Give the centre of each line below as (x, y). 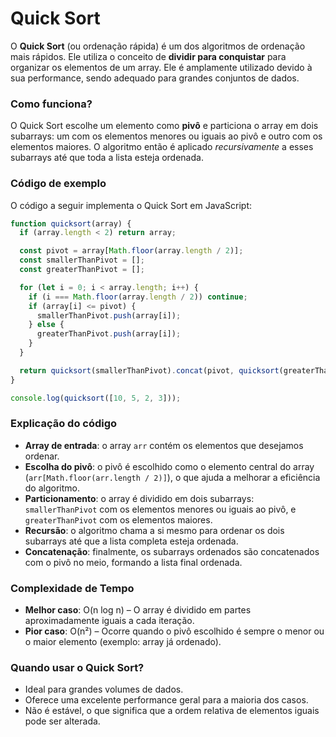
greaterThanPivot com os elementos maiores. (118, 519)
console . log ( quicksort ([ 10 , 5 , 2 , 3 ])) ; (96, 398)
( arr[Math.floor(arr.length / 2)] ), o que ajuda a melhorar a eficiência (172, 477)
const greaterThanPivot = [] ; (82, 270)
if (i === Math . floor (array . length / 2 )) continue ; (138, 297)
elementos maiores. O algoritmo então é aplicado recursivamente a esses (162, 147)
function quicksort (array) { (71, 223)
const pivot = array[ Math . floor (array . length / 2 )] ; (131, 251)
